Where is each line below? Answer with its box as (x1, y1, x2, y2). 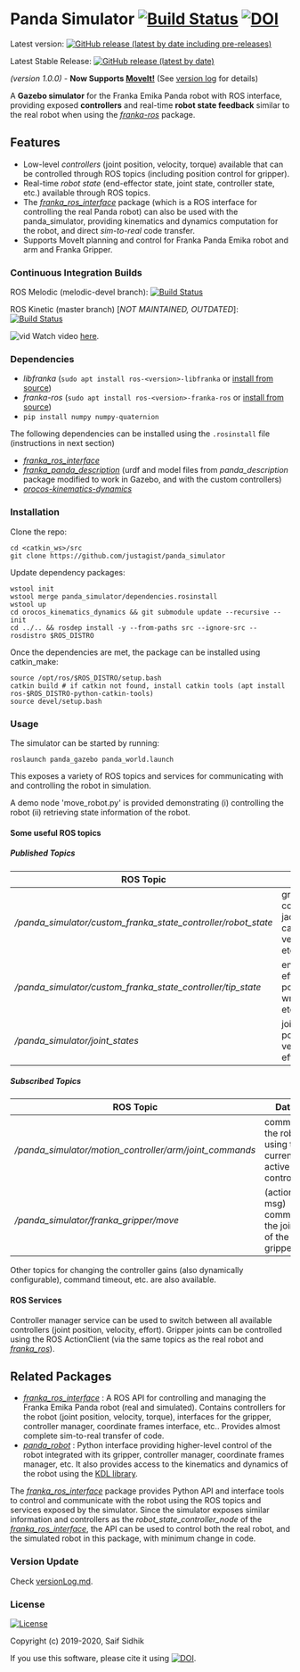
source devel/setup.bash (10, 697, 102, 706)
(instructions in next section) (10, 438, 115, 449)
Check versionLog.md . (10, 1576, 93, 1586)
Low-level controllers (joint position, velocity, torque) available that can (22, 159, 284, 170)
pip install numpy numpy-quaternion (22, 413, 159, 422)
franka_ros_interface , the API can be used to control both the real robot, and (10, 1524, 290, 1535)
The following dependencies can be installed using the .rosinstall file (10, 428, 271, 439)
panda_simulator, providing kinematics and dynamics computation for (22, 215, 279, 227)
